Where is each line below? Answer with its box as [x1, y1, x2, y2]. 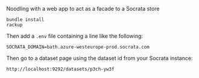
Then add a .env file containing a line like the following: [6, 32, 144, 40]
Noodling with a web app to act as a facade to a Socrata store [6, 5, 160, 12]
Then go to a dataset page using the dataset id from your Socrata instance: [6, 55, 193, 62]
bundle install [6, 17, 45, 23]
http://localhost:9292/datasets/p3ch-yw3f [6, 66, 115, 72]
